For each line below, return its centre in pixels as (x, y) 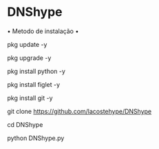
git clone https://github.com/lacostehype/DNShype (79, 111)
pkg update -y (27, 44)
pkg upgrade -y (29, 58)
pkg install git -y (30, 98)
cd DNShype (25, 124)
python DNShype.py (36, 138)
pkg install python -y (36, 71)
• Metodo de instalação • (43, 31)
